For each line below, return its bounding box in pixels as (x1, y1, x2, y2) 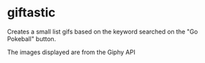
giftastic (7, 5, 56, 21)
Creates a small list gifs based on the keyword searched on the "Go (7, 27, 198, 36)
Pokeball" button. (7, 34, 56, 42)
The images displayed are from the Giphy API (7, 48, 136, 56)
